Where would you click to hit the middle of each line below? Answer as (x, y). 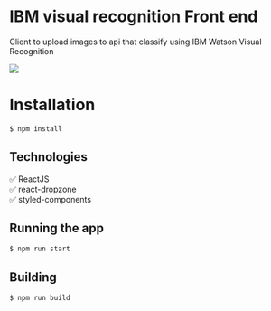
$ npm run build (40, 298)
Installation (52, 105)
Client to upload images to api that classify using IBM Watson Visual (135, 42)
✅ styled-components (51, 199)
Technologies (49, 157)
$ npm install (36, 128)
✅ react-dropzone (43, 189)
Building (33, 277)
